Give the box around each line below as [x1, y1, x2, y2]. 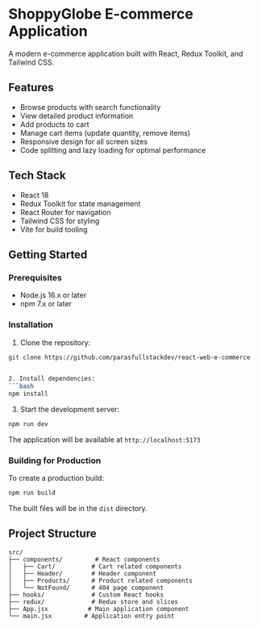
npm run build [8, 489, 56, 497]
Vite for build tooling [19, 224, 88, 234]
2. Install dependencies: [8, 375, 95, 383]
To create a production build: [8, 474, 105, 483]
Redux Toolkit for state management [19, 199, 141, 209]
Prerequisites [8, 272, 62, 283]
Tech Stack [8, 169, 66, 183]
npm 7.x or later [19, 299, 73, 309]
